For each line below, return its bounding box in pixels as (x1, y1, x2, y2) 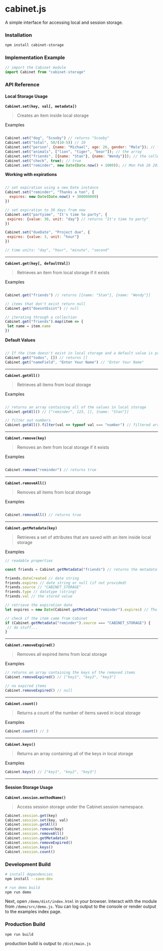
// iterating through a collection (5, 315, 77, 319)
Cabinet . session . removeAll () (5, 831, 64, 836)
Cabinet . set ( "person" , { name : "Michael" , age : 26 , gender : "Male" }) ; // (5, 145, 155, 150)
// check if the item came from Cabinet (5, 616, 88, 621)
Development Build (5, 861, 51, 867)
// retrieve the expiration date (5, 603, 73, 608)
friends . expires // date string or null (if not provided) (5, 580, 127, 585)
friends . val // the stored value (5, 594, 73, 599)
